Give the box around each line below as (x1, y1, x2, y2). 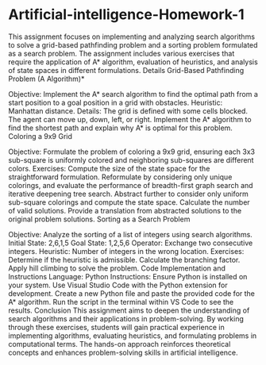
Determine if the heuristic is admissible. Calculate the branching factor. (8, 255, 241, 264)
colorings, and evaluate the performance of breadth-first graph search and (8, 180, 253, 190)
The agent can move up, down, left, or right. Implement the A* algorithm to (8, 114, 252, 124)
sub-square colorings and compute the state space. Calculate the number (8, 197, 250, 207)
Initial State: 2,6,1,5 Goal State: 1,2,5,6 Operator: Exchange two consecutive (8, 238, 253, 248)
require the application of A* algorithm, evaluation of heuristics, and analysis (8, 57, 258, 67)
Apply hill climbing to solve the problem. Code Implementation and (8, 263, 226, 273)
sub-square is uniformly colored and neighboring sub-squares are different (8, 155, 254, 164)
